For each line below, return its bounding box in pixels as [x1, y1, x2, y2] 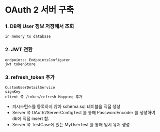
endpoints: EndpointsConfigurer [5, 58, 70, 62]
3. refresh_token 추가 [5, 73, 55, 80]
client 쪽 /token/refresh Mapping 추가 [5, 95, 82, 100]
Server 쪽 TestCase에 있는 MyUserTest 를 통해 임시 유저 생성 [12, 122, 130, 128]
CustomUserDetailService [5, 85, 55, 90]
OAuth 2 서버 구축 [5, 4, 74, 15]
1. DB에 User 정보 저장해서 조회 [5, 23, 74, 29]
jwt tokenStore [5, 61, 36, 67]
